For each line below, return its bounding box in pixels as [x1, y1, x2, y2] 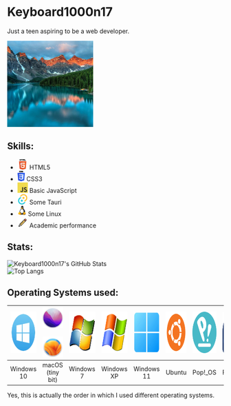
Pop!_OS [192, 368, 217, 376]
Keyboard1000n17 [7, 4, 113, 20]
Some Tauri [29, 198, 62, 206]
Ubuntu [165, 368, 187, 376]
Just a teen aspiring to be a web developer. [7, 27, 130, 35]
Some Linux [27, 210, 62, 218]
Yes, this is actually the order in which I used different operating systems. [7, 391, 215, 399]
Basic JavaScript [29, 186, 77, 194]
